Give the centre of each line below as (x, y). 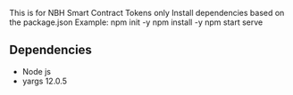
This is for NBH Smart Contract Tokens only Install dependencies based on (147, 13)
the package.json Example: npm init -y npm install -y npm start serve (136, 22)
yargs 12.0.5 (44, 81)
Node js (37, 71)
